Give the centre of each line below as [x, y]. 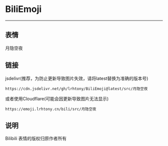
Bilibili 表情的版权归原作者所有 [36, 138]
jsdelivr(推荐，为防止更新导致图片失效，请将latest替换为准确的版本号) [77, 78]
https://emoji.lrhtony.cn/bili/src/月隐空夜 [51, 109]
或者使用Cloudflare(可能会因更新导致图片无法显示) [57, 98]
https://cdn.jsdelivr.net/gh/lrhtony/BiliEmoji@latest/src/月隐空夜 [76, 88]
